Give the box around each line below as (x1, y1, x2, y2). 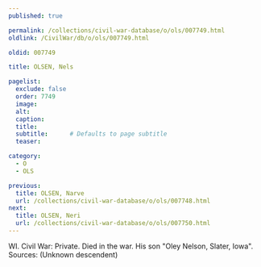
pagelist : (8, 77, 42, 86)
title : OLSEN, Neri (15, 211, 81, 220)
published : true (8, 11, 63, 20)
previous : (8, 181, 42, 190)
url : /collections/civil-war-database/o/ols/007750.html (15, 219, 211, 227)
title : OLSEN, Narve (15, 189, 85, 198)
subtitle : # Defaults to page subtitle (15, 130, 168, 138)
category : (8, 152, 42, 161)
